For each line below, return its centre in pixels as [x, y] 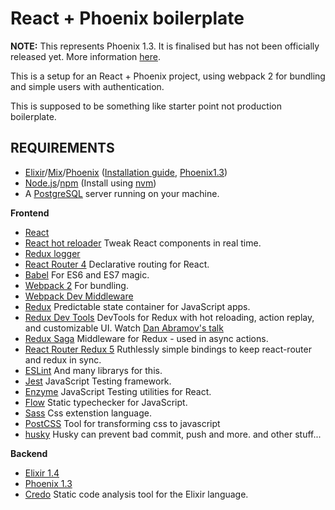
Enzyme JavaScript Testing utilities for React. [118, 391]
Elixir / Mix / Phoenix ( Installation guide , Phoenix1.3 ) [126, 172]
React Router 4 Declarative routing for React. [117, 264]
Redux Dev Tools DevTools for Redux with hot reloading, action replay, [169, 317]
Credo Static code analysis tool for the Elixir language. [136, 494]
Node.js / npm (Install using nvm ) [90, 183]
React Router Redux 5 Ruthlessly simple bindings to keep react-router [168, 349]
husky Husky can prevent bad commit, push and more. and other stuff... [173, 434]
